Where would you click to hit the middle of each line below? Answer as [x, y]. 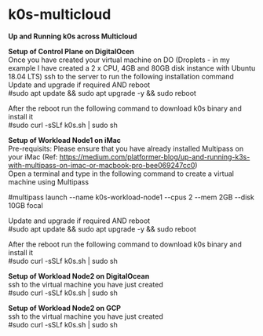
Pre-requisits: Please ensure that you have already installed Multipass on [126, 148]
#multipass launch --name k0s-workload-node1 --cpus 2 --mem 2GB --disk [131, 197]
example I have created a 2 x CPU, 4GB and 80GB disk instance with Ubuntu [132, 68]
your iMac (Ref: [33, 157]
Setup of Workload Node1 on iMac [65, 140]
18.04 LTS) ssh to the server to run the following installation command [121, 76]
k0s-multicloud [60, 15]
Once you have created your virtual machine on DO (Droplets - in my [119, 60]
